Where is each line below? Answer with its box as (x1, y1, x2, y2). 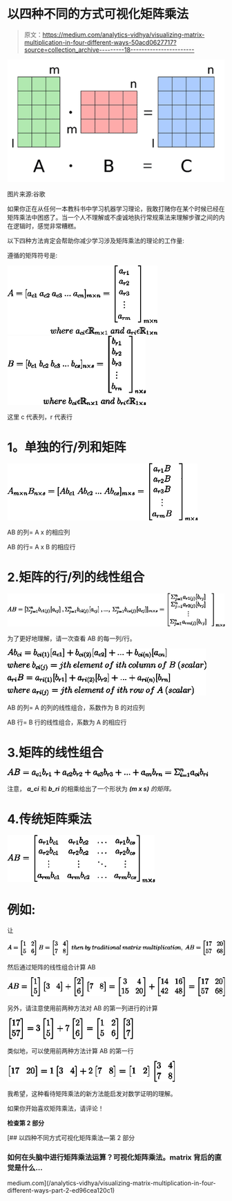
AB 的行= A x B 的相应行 (7, 542, 76, 551)
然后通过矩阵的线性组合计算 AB (7, 963, 96, 972)
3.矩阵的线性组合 (7, 745, 104, 761)
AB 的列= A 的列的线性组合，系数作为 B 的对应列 (7, 703, 145, 712)
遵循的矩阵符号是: (7, 251, 58, 259)
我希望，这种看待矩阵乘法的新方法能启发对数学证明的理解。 (7, 1089, 177, 1097)
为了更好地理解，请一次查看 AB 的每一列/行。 (7, 634, 136, 643)
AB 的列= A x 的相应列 (7, 528, 70, 536)
